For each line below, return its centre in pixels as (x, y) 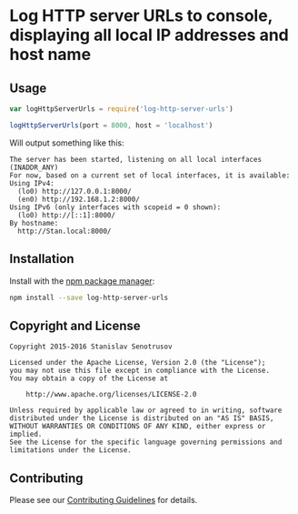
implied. (26, 434)
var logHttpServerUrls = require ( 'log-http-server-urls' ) (121, 109)
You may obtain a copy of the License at (89, 378)
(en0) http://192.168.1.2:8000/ (79, 199)
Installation (42, 259)
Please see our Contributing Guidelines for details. (104, 500)
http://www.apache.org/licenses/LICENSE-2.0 (111, 395)
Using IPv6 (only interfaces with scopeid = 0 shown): (115, 207)
